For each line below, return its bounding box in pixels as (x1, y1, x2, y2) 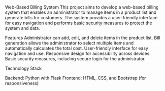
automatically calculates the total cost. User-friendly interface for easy (5, 45, 149, 51)
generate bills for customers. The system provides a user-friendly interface (5, 15, 158, 20)
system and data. (5, 25, 40, 31)
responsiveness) (5, 80, 39, 86)
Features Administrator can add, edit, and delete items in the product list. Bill (5, 35, 160, 41)
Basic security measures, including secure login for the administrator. (5, 56, 146, 61)
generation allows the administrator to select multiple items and (5, 40, 134, 46)
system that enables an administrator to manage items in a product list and (5, 9, 157, 15)
